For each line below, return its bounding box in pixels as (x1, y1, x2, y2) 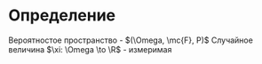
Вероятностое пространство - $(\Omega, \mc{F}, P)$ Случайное (8, 35, 254, 45)
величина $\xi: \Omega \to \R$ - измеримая (8, 44, 172, 54)
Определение (8, 5, 116, 26)
